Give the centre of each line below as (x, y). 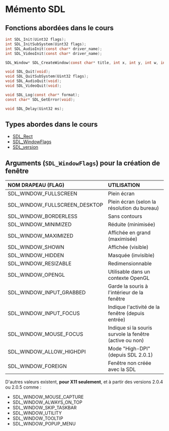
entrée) (117, 320)
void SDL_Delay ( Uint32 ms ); (35, 109)
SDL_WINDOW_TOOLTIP (38, 418)
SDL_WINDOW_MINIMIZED (40, 224)
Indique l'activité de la (134, 307)
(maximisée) (123, 239)
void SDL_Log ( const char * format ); (43, 95)
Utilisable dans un (129, 272)
